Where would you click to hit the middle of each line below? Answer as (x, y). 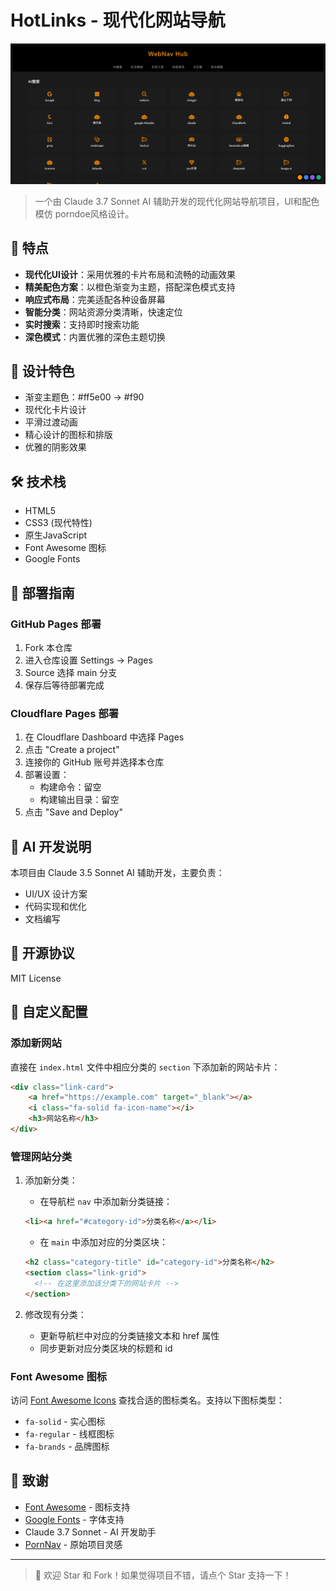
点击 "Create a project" (72, 750)
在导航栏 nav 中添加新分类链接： (106, 1202)
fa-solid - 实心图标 (65, 1421)
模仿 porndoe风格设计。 (84, 213)
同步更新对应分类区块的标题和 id (106, 1348)
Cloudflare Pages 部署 (65, 713)
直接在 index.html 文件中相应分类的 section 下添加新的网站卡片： (145, 1067)
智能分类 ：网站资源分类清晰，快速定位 (103, 312)
